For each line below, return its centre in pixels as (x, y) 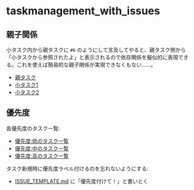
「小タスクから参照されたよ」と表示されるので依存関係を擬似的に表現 (92, 57)
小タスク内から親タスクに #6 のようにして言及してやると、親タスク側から (96, 50)
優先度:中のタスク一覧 (42, 148)
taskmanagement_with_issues (83, 11)
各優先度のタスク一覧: (33, 128)
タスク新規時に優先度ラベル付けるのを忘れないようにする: (77, 169)
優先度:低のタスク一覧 (42, 141)
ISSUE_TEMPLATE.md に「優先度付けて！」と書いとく (82, 181)
